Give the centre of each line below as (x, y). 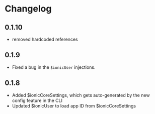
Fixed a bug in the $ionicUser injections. (54, 67)
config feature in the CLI (37, 100)
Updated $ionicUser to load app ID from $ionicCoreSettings (74, 105)
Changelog (28, 9)
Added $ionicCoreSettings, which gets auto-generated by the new (81, 95)
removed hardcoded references (45, 39)
